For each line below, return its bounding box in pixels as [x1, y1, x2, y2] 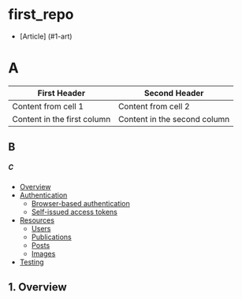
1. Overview [8, 280, 67, 293]
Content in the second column [117, 113, 230, 124]
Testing [19, 257, 45, 267]
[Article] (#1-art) [19, 31, 73, 41]
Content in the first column [12, 113, 111, 124]
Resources [19, 216, 55, 225]
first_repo [8, 6, 74, 24]
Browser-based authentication [31, 199, 130, 209]
